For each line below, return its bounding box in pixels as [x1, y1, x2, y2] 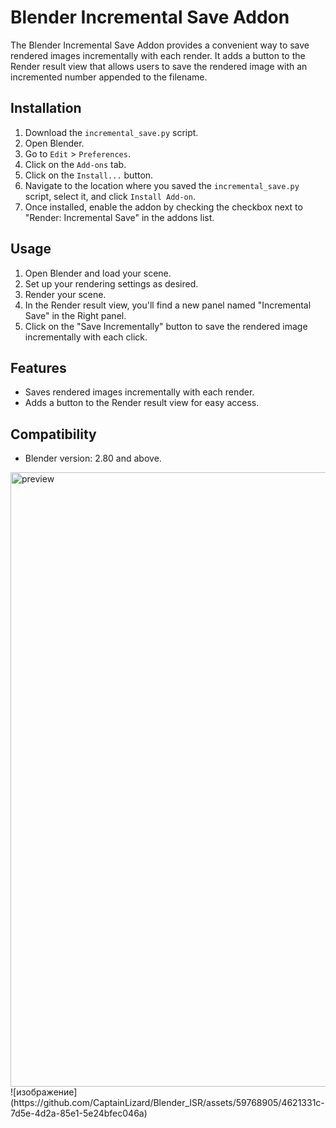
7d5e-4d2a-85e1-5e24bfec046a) [10, 1107, 148, 1120]
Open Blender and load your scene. [24, 267, 172, 279]
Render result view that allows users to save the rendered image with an [10, 60, 308, 72]
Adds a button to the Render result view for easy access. [24, 397, 260, 409]
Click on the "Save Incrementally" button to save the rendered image [24, 320, 308, 332]
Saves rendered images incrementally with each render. [24, 386, 255, 398]
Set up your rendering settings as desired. [24, 277, 199, 290]
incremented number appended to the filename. [10, 71, 208, 83]
